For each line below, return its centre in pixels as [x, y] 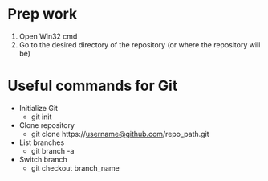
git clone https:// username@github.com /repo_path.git [120, 134]
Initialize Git [38, 108]
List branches [42, 142]
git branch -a [53, 150]
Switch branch [43, 159]
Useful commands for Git [93, 86]
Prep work [43, 14]
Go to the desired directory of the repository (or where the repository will [140, 44]
